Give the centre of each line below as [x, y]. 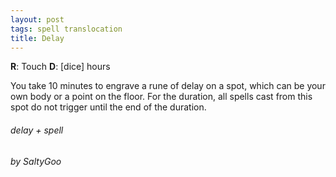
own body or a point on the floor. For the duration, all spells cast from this [161, 97]
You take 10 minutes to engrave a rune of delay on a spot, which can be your [168, 86]
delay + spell [37, 130]
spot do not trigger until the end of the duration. [108, 107]
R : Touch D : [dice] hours [60, 67]
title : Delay [37, 38]
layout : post [37, 19]
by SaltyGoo [36, 161]
